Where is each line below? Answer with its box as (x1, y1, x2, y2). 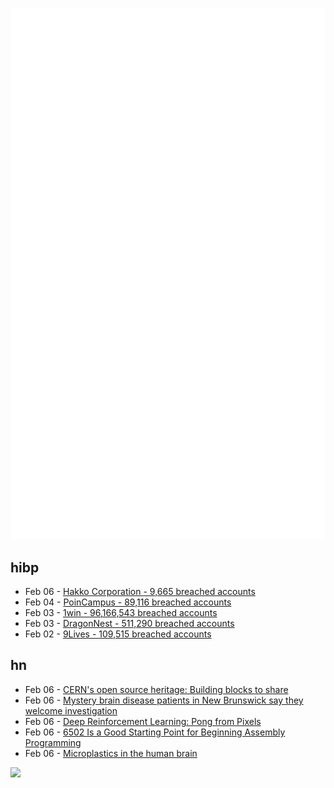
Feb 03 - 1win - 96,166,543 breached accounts (24, 607, 218, 619)
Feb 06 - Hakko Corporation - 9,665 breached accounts (24, 586, 256, 598)
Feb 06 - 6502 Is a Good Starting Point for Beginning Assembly (24, 726, 286, 738)
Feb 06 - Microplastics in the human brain (24, 747, 198, 759)
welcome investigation (24, 704, 118, 717)
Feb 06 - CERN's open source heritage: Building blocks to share (24, 683, 289, 695)
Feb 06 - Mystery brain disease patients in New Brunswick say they (24, 694, 304, 706)
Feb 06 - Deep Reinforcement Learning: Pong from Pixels (24, 715, 262, 727)
